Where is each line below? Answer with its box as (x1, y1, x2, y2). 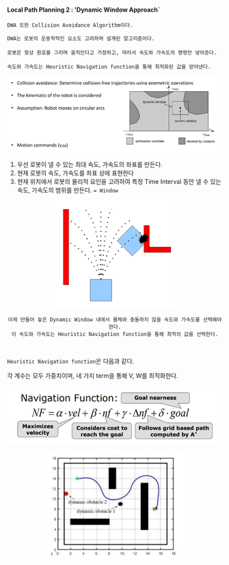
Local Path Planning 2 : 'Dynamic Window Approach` (7, 5, 161, 14)
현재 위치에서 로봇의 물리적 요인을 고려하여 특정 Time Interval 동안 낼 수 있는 (16, 177, 221, 185)
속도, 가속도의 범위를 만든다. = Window (16, 186, 118, 194)
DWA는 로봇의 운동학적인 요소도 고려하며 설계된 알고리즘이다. (7, 35, 155, 43)
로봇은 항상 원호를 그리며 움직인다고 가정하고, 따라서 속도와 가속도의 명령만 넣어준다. (7, 49, 217, 56)
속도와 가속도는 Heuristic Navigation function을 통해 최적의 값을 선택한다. (19, 330, 219, 337)
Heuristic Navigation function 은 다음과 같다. (7, 357, 135, 365)
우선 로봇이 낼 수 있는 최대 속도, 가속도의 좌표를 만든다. (16, 160, 163, 168)
